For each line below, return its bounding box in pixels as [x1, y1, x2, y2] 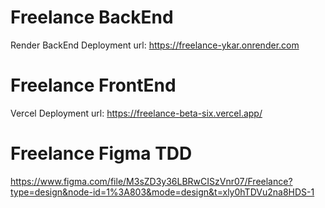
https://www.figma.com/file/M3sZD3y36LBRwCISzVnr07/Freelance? [10, 175, 293, 187]
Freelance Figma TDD [10, 142, 193, 165]
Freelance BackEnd [10, 6, 174, 29]
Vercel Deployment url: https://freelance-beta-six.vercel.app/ [10, 107, 263, 119]
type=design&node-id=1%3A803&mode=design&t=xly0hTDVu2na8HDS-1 [10, 186, 315, 198]
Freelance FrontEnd [10, 74, 177, 97]
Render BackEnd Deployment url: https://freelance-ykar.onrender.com [10, 39, 300, 51]
